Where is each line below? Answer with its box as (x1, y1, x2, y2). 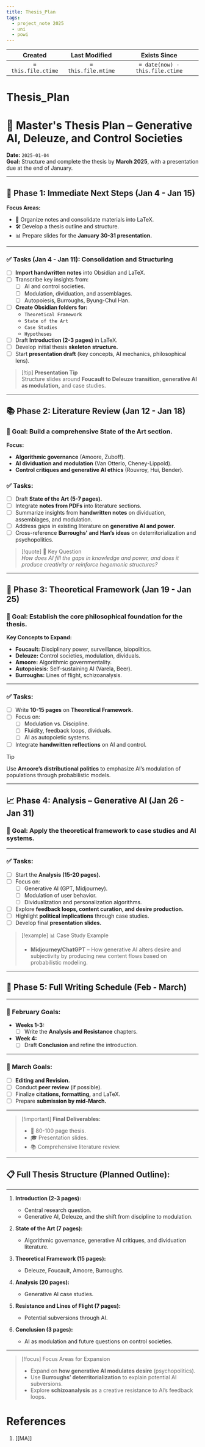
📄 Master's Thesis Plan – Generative (6, 118, 193, 132)
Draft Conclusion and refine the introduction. (24, 1042, 138, 1049)
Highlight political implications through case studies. (15, 912, 149, 919)
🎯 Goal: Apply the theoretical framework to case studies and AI (6, 826, 196, 835)
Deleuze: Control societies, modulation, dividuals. (15, 651, 140, 659)
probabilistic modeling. (30, 959, 88, 966)
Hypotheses (24, 331, 52, 337)
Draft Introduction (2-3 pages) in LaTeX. (15, 336, 118, 344)
